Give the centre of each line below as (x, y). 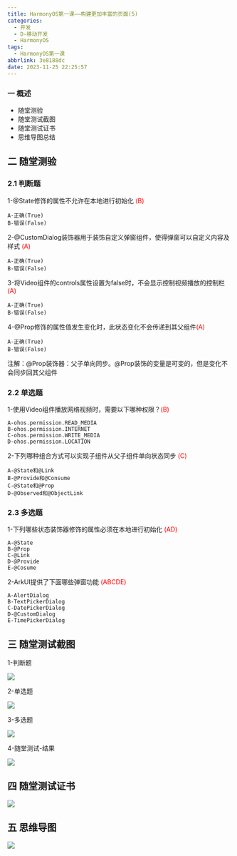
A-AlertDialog (28, 596)
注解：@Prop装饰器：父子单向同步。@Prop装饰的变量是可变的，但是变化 (115, 363)
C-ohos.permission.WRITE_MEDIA (54, 435)
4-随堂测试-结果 (31, 748)
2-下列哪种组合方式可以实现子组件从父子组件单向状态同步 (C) (97, 455)
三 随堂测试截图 (41, 644)
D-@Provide (23, 562)
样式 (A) (19, 246)
